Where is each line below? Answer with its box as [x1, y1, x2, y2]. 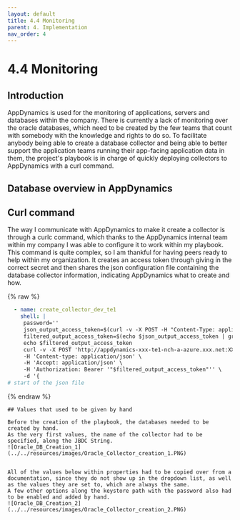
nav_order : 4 [7, 30, 46, 38]
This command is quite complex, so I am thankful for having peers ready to [7, 248, 228, 257]
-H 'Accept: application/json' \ [23, 359, 123, 366]
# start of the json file [7, 379, 84, 386]
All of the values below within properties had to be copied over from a [7, 469, 232, 476]
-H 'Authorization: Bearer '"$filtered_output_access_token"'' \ [23, 366, 222, 374]
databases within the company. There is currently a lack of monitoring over [7, 116, 229, 125]
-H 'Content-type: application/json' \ [23, 353, 142, 360]
